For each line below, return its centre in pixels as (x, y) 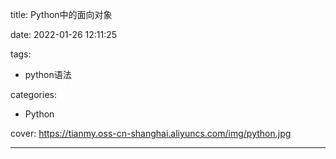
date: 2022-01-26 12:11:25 (64, 34)
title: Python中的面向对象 (61, 14)
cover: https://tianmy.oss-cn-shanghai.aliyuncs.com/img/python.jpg (151, 133)
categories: (33, 94)
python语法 (48, 74)
